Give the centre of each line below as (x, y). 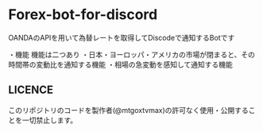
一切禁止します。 (50, 120)
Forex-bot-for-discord (83, 15)
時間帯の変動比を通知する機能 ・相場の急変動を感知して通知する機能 (120, 64)
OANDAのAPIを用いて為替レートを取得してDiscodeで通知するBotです (122, 37)
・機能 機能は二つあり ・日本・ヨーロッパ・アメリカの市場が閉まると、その (132, 54)
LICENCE (31, 90)
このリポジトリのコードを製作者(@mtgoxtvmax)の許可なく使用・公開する (128, 110)
